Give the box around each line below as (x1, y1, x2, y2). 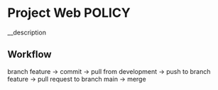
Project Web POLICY (7, 5, 131, 21)
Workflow (7, 49, 52, 60)
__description (7, 28, 46, 37)
